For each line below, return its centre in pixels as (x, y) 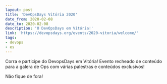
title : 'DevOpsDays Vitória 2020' (42, 14)
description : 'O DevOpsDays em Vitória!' (49, 28)
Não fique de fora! (24, 76)
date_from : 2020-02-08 (29, 19)
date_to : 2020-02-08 (27, 24)
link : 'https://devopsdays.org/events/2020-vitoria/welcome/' (72, 33)
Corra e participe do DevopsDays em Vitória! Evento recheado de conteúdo (84, 61)
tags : (11, 38)
